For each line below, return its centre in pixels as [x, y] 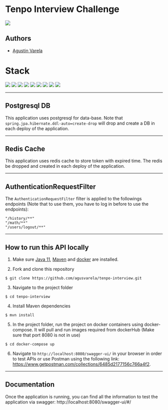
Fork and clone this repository [43, 269]
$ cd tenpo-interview [28, 296]
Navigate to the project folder [43, 287]
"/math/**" [16, 223]
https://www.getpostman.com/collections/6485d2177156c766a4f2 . [81, 364]
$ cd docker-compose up [30, 344]
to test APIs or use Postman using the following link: [66, 358]
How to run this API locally [47, 247]
